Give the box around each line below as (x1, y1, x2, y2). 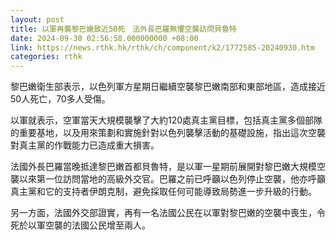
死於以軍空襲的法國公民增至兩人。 (10, 219, 151, 231)
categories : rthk (10, 52, 83, 62)
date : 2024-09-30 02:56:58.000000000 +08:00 (10, 33, 199, 43)
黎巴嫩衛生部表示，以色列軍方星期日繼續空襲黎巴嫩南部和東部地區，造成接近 (10, 81, 326, 93)
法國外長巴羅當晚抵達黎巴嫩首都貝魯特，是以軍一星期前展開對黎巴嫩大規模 (10, 161, 317, 173)
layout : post (10, 14, 65, 25)
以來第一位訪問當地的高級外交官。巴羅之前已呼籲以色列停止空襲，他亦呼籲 (18, 173, 326, 185)
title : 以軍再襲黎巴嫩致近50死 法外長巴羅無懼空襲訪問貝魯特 (10, 24, 237, 34)
